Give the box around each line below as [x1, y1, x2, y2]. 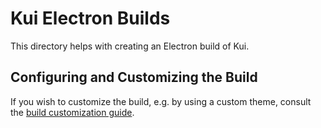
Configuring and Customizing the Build [10, 69, 258, 86]
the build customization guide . [10, 106, 135, 118]
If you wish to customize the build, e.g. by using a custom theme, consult [10, 95, 312, 107]
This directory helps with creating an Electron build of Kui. [10, 40, 250, 52]
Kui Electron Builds [10, 7, 171, 30]
